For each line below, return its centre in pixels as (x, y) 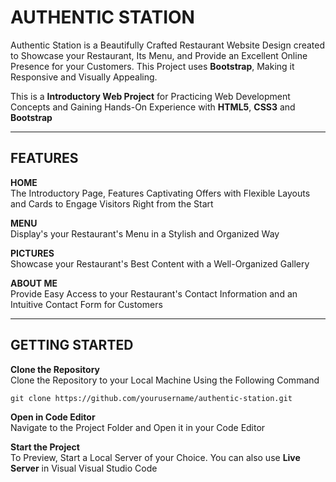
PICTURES (32, 253)
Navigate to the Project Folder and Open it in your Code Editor (138, 427)
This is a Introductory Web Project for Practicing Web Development (150, 96)
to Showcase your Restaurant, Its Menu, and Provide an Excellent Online (159, 55)
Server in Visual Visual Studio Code (84, 468)
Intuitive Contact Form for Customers (86, 304)
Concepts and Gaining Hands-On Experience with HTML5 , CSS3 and (153, 107)
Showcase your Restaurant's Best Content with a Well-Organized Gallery (160, 263)
